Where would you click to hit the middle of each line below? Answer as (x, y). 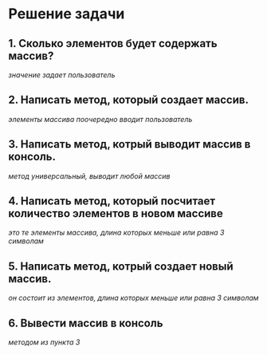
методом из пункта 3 (44, 342)
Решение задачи (67, 14)
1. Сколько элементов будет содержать (113, 43)
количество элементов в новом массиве (116, 213)
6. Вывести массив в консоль (86, 323)
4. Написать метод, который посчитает (112, 201)
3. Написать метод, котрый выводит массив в (130, 144)
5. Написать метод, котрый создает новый (121, 266)
